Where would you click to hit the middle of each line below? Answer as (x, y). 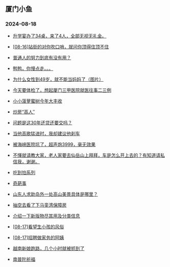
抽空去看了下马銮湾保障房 (40, 205)
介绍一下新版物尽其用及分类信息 (46, 215)
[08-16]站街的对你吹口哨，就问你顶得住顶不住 (61, 46)
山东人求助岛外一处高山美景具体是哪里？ (55, 194)
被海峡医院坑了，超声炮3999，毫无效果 (54, 144)
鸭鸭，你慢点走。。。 (33, 68)
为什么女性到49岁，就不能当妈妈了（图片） (58, 79)
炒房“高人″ (24, 112)
